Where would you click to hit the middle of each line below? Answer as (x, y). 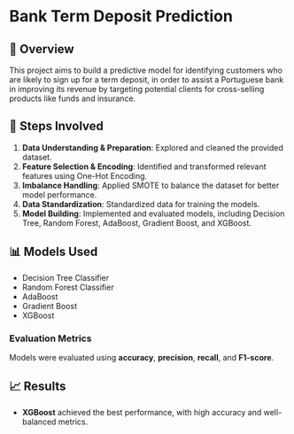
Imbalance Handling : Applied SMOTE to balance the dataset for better (151, 185)
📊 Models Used (54, 252)
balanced (39, 422)
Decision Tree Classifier (66, 277)
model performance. (59, 194)
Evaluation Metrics (50, 338)
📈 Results (38, 387)
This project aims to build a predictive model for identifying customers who (146, 70)
